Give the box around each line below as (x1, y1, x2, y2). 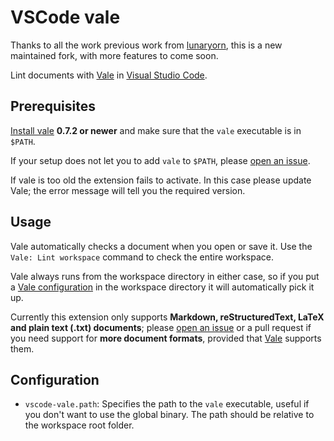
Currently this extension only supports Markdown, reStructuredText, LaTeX (10, 311, 325, 323)
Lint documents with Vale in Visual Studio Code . (10, 69, 208, 81)
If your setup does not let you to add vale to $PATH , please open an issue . (10, 154, 311, 166)
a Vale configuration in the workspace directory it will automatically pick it (10, 281, 315, 293)
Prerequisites (10, 98, 96, 115)
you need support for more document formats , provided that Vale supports (10, 332, 322, 344)
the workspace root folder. (24, 419, 135, 431)
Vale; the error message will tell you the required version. (10, 184, 246, 196)
